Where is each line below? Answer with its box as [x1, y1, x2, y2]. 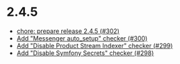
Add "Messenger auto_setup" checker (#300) [16, 34, 148, 42]
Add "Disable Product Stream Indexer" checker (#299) [16, 41, 173, 50]
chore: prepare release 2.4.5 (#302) [16, 27, 120, 35]
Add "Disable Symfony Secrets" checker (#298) [16, 49, 154, 57]
